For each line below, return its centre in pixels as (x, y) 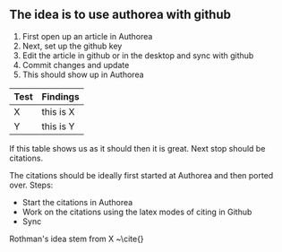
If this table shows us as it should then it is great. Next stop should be (137, 148)
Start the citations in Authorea (77, 202)
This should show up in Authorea (83, 74)
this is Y (58, 126)
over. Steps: (31, 185)
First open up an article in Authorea (87, 36)
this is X (58, 111)
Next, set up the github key (72, 46)
